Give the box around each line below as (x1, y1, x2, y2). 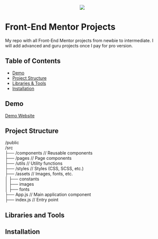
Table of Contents (5, 57, 61, 65)
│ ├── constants (5, 176, 40, 182)
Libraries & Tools (12, 80, 46, 86)
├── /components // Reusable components (5, 150, 93, 156)
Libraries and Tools (5, 211, 65, 219)
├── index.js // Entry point (5, 197, 59, 203)
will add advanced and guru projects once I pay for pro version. (5, 43, 133, 48)
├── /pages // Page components (5, 155, 72, 161)
